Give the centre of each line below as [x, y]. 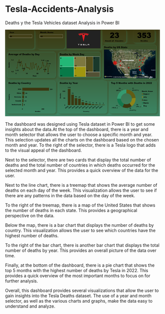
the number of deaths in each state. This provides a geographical [71, 210]
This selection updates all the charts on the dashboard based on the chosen [82, 140]
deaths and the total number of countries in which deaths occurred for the [80, 165]
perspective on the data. [30, 215]
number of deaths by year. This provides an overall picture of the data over [81, 250]
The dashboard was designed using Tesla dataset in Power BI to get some [80, 124]
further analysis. [22, 281]
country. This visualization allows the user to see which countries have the [80, 230]
